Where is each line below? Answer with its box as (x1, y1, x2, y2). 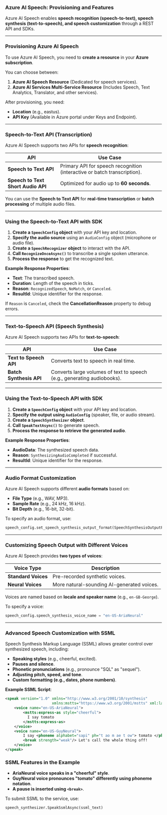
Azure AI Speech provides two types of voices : (5, 553, 103, 559)
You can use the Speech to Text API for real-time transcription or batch (5, 195, 155, 201)
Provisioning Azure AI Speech (5, 43, 79, 50)
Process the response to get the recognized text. (12, 256, 114, 262)
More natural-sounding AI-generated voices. (52, 581, 159, 588)
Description (91, 565, 120, 572)
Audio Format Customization (5, 474, 76, 481)
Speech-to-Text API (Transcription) (5, 131, 92, 138)
